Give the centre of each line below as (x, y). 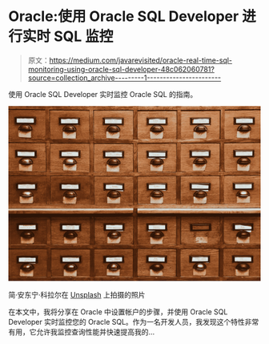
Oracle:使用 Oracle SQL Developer (124, 16)
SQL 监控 (83, 36)
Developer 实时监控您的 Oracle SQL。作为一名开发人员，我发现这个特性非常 (134, 322)
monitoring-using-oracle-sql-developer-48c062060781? (121, 69)
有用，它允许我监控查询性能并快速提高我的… (82, 332)
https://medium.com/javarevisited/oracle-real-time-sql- (141, 60)
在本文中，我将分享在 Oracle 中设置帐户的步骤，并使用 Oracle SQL (118, 312)
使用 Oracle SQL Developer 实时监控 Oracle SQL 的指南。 (103, 94)
